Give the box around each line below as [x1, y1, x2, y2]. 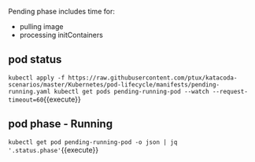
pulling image [19, 22, 64, 31]
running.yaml [8, 87, 51, 95]
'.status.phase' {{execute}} [8, 145, 99, 154]
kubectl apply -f [8, 74, 65, 82]
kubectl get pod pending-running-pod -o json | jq [8, 138, 178, 146]
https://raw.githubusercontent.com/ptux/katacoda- [68, 74, 238, 82]
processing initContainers [19, 31, 104, 39]
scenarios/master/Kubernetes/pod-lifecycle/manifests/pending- [8, 80, 220, 89]
